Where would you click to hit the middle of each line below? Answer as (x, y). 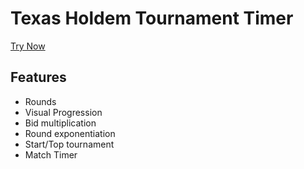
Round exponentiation (70, 133)
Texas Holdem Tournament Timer (152, 18)
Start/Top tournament (69, 144)
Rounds (40, 101)
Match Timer (51, 154)
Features (38, 77)
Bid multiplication (60, 123)
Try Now (28, 46)
